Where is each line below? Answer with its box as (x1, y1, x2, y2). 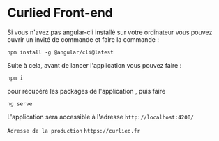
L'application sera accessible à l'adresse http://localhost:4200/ (7, 112, 194, 121)
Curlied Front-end (7, 5, 113, 21)
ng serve (7, 100, 33, 107)
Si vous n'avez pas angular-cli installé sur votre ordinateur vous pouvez (7, 28, 213, 36)
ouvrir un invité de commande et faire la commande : (7, 35, 159, 43)
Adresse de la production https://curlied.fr (7, 127, 141, 134)
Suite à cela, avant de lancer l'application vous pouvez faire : (7, 61, 182, 69)
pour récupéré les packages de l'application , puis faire (7, 87, 166, 95)
